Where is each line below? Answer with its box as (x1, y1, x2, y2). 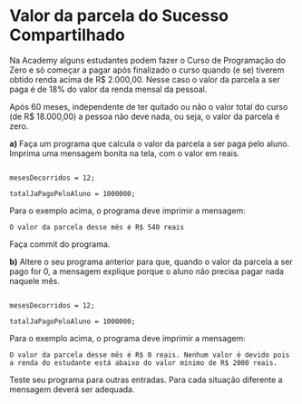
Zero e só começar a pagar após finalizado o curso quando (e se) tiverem (9, 64, 285, 75)
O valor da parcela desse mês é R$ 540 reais (9, 222, 184, 232)
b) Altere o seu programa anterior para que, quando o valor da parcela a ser (9, 256, 293, 267)
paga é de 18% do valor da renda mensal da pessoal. (9, 84, 208, 94)
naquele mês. (9, 275, 61, 286)
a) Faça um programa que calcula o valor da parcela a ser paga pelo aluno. (9, 138, 290, 149)
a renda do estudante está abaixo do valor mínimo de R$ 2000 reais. (9, 358, 278, 368)
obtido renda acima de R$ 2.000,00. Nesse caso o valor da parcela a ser (9, 74, 281, 84)
